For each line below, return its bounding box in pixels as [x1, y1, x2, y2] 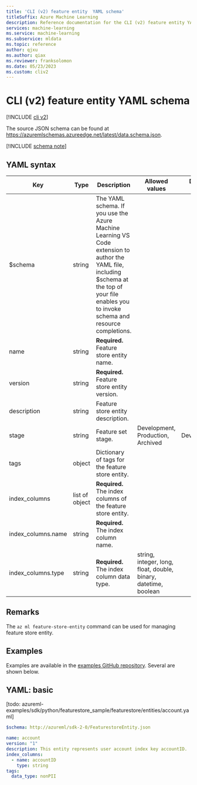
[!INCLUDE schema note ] [6, 142, 67, 150]
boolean [137, 587, 160, 595]
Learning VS [96, 231, 130, 239]
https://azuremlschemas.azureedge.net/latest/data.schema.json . [6, 131, 162, 138]
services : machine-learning [6, 25, 75, 31]
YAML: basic [6, 685, 54, 695]
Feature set [96, 428, 127, 435]
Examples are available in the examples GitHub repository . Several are [6, 661, 175, 668]
